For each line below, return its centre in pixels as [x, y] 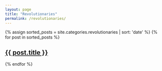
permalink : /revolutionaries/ [36, 18]
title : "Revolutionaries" [31, 14]
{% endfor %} [19, 64]
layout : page [18, 9]
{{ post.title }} [27, 52]
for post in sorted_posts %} [32, 37]
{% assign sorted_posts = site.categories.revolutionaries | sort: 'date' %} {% [81, 32]
